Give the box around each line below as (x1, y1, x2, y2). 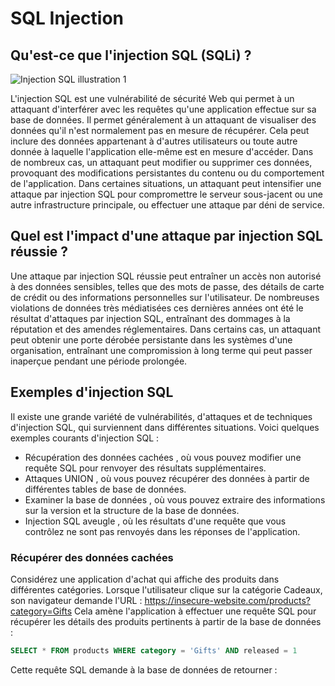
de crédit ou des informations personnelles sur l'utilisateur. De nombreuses (10, 291, 320, 303)
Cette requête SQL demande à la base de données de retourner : (10, 663, 278, 676)
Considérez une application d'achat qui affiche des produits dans (10, 573, 280, 585)
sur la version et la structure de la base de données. (24, 504, 240, 516)
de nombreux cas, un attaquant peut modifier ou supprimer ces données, (10, 157, 313, 168)
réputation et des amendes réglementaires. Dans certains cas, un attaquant (10, 323, 322, 335)
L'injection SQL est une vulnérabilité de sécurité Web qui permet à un (10, 93, 295, 104)
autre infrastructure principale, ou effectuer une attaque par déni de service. (10, 199, 325, 211)
